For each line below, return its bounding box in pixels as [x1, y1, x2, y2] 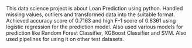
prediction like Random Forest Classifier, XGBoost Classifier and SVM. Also [6, 29, 187, 36]
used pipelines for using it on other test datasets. [6, 36, 124, 42]
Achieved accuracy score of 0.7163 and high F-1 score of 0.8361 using [6, 17, 176, 24]
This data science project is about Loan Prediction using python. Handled [6, 5, 183, 12]
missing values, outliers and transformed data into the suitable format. [6, 11, 176, 18]
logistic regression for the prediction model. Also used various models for [6, 23, 183, 30]
